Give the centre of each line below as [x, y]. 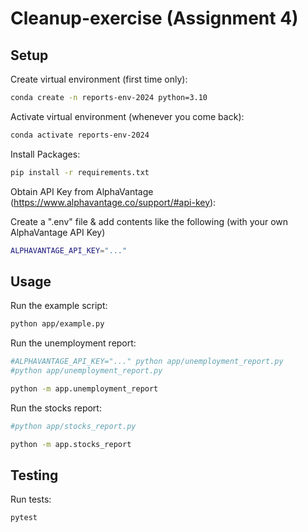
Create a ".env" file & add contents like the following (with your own [149, 221]
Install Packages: [45, 154]
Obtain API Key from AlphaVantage [82, 191]
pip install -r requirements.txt [80, 172]
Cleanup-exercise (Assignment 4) [154, 18]
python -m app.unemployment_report [84, 388]
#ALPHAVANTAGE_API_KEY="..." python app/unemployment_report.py [147, 362]
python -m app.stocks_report [71, 444]
